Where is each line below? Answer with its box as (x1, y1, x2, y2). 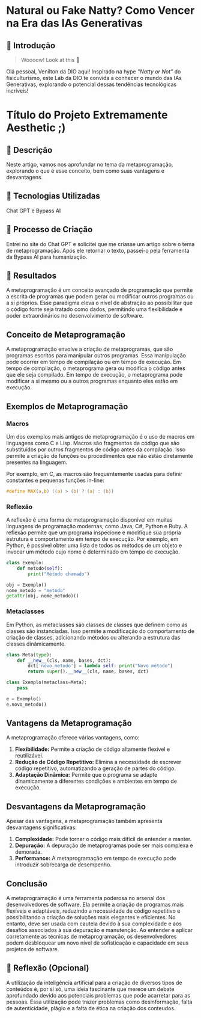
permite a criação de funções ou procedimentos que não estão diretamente (6, 452, 193, 459)
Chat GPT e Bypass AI (6, 207, 61, 214)
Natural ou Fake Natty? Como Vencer (6, 4, 195, 17)
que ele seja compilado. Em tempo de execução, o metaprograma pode (6, 371, 183, 378)
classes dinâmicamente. (6, 640, 66, 647)
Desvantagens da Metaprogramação (6, 801, 146, 812)
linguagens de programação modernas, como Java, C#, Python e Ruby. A (6, 523, 188, 530)
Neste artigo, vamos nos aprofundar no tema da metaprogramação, (6, 161, 173, 168)
